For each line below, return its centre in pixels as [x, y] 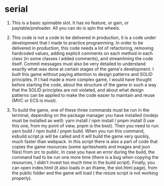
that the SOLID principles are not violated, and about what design [78, 90]
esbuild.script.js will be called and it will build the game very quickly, [81, 136]
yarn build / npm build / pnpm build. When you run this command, [78, 131]
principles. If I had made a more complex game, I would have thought [82, 79]
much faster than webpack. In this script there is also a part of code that [85, 141]
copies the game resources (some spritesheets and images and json [81, 147]
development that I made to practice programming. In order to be [77, 42]
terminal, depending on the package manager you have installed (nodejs [85, 115]
